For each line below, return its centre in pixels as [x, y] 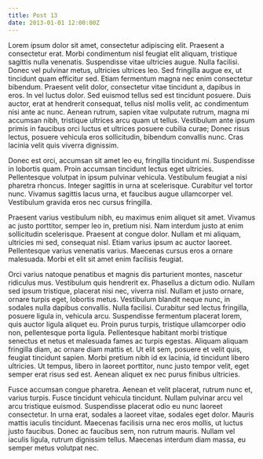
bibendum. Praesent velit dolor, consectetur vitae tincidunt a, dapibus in [124, 86]
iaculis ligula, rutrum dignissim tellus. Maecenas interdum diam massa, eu [127, 439]
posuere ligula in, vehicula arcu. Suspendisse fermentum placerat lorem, [125, 315]
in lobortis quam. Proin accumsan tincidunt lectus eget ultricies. [111, 169]
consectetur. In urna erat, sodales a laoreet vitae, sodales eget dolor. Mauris [131, 414]
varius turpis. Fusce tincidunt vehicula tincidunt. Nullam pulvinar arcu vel [126, 398]
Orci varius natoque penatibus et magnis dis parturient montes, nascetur [126, 274]
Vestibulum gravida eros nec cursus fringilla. [80, 202]
